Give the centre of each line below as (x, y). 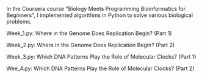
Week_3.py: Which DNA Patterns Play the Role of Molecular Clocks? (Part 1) (101, 57)
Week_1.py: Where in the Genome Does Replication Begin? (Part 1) (89, 33)
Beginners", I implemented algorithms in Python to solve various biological (100, 15)
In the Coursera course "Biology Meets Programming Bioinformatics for (96, 9)
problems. (19, 21)
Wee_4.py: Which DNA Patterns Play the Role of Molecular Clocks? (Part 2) (100, 68)
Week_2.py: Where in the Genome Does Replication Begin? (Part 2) (91, 45)
